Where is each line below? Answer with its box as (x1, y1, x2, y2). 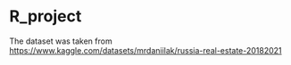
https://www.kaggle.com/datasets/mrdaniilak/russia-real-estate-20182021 (9, 45, 283, 55)
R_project (9, 6, 82, 27)
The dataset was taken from (9, 36, 113, 46)
